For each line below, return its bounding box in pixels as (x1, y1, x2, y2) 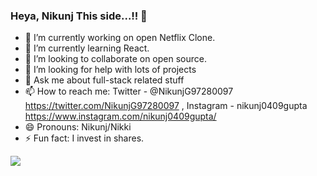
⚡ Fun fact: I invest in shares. (24, 132, 145, 144)
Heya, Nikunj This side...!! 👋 (10, 9, 148, 23)
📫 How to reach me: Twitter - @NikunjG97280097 (24, 85, 234, 98)
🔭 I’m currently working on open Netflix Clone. (24, 32, 216, 44)
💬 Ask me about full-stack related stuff (24, 74, 185, 86)
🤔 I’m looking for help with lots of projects (24, 64, 197, 76)
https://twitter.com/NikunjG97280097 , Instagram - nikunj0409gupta (24, 100, 308, 112)
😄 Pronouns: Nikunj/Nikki (24, 121, 132, 133)
